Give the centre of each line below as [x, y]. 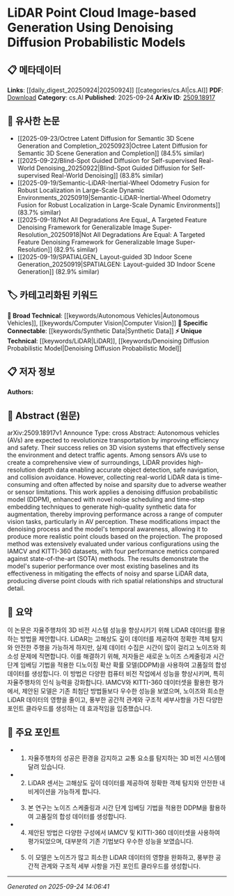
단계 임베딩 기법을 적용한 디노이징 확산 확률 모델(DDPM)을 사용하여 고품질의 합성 [117, 665]
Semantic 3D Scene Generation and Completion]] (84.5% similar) [111, 153]
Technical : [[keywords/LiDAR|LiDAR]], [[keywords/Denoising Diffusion [108, 341]
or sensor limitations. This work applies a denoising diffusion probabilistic [112, 492]
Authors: [20, 392]
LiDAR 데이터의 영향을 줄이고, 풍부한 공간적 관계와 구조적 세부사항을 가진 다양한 [115, 700]
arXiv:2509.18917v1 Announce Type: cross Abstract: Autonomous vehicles [114, 433]
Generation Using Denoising [91, 28]
